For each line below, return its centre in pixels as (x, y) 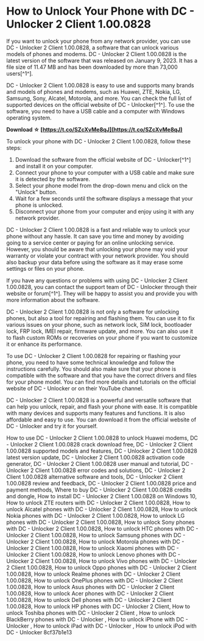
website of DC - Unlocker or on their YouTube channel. (75, 388)
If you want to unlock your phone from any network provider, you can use (98, 41)
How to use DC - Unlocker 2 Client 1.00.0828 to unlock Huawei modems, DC (102, 438)
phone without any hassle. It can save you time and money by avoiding (95, 236)
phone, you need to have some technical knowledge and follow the (90, 362)
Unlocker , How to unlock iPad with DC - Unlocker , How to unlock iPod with (101, 626)
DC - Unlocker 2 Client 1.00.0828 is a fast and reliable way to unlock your (98, 229)
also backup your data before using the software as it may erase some (95, 262)
